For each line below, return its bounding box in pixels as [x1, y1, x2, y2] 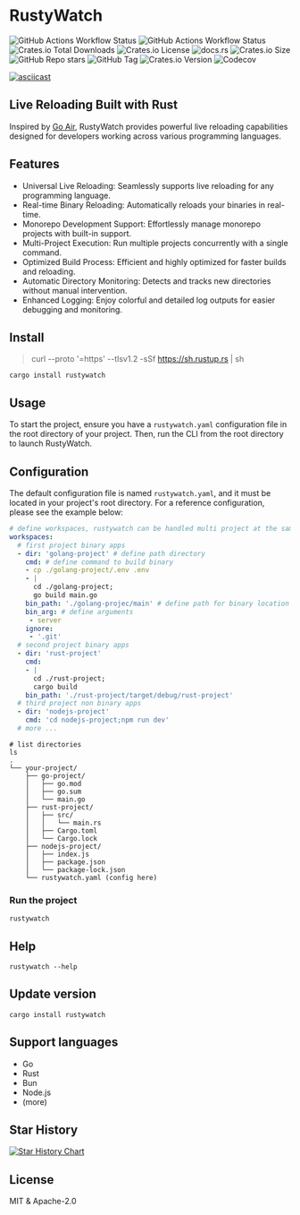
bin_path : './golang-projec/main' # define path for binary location [25, 599, 290, 608]
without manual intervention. [21, 285, 128, 295]
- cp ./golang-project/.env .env [25, 566, 150, 575]
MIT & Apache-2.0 [9, 1196, 78, 1207]
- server [29, 615, 62, 625]
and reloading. [21, 266, 76, 277]
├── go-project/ [25, 771, 87, 780]
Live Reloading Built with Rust [9, 98, 179, 113]
